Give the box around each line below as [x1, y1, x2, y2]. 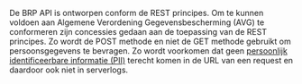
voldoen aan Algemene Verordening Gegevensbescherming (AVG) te [9, 17, 265, 28]
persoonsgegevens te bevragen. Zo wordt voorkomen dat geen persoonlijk [9, 46, 288, 56]
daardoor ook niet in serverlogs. [9, 64, 129, 75]
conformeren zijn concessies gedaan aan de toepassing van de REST [9, 27, 268, 37]
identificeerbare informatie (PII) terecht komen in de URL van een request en [9, 55, 294, 65]
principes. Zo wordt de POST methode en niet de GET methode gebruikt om [9, 36, 291, 46]
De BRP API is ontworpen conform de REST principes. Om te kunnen [9, 8, 264, 18]
